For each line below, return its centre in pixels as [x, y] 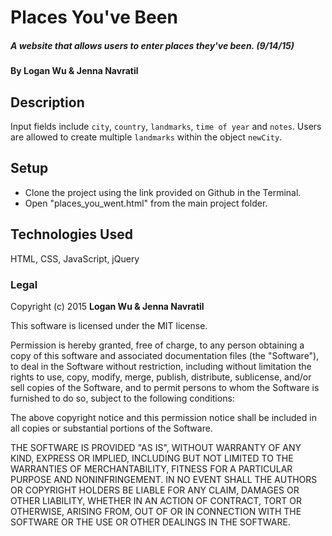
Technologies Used [71, 234]
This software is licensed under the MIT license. [109, 325]
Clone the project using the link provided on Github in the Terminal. [163, 192]
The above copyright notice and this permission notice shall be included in [163, 417]
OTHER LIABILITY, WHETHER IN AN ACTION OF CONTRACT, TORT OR [156, 500]
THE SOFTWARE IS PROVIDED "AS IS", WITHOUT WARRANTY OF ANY [156, 447]
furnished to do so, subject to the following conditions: [122, 398]
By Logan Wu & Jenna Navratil [74, 71]
